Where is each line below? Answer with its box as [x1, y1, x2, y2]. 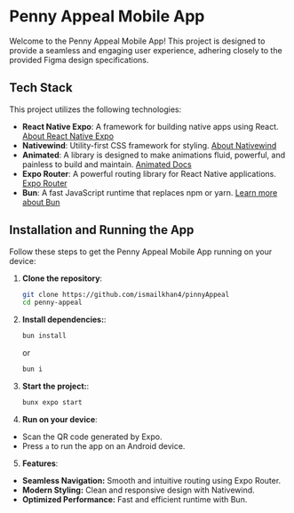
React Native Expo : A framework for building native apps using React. [21, 121, 279, 132]
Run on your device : [21, 413, 98, 424]
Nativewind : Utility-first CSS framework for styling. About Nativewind [21, 140, 277, 150]
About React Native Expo [21, 131, 114, 141]
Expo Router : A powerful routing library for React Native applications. [21, 168, 277, 179]
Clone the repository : [21, 273, 103, 284]
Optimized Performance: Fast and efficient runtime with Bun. [21, 493, 248, 504]
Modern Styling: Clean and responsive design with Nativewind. [21, 485, 255, 495]
